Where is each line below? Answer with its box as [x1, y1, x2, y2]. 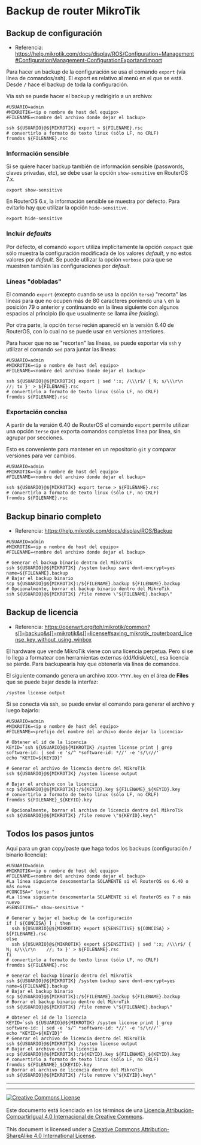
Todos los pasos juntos [6, 829, 95, 839]
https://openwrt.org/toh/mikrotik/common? [44, 623, 151, 630]
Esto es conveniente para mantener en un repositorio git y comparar [6, 446, 176, 453]
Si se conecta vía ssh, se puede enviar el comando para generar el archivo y [6, 700, 195, 707]
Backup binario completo [6, 511, 102, 521]
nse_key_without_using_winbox [14, 636, 92, 643]
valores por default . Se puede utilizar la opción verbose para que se [6, 256, 172, 263]
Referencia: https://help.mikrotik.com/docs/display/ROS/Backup [14, 527, 173, 534]
